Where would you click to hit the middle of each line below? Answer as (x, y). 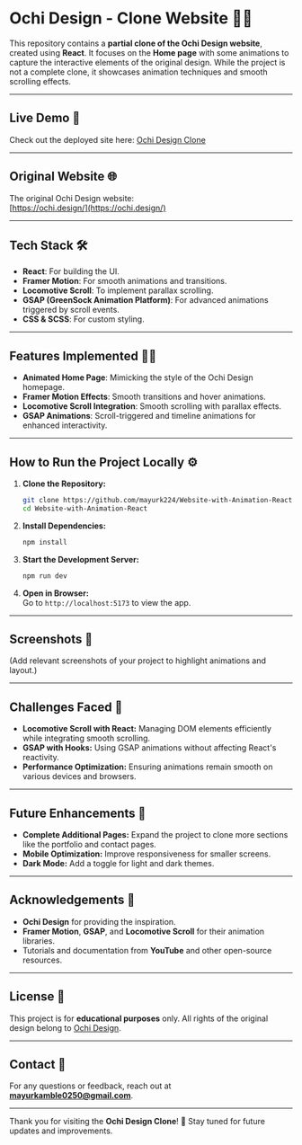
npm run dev (44, 576)
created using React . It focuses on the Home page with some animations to (149, 52)
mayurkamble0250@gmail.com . (71, 1096)
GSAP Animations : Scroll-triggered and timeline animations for (139, 416)
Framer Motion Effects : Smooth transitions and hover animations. (144, 397)
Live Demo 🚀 (45, 118)
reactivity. (41, 758)
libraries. (39, 941)
